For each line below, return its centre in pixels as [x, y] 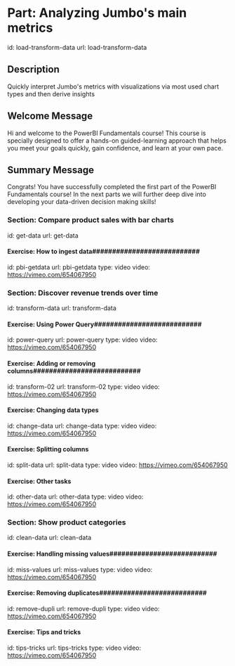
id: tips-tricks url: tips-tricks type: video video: [74, 648]
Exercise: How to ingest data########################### [103, 252]
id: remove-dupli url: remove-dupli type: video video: [83, 608]
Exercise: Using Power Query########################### [105, 324]
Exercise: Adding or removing [52, 363]
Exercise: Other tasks [39, 481]
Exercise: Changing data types [53, 410]
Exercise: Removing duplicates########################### [107, 593]
